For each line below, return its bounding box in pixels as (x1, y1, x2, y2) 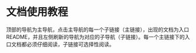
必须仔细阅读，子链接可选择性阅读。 (26, 41, 115, 48)
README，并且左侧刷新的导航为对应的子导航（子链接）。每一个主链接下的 (6, 33, 185, 40)
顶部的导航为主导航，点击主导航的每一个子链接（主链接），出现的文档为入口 (6, 26, 190, 33)
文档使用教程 (6, 5, 69, 19)
